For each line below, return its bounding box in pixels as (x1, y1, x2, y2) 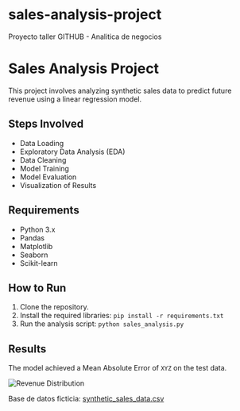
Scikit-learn (19, 258, 58, 267)
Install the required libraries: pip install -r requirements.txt (19, 311, 224, 321)
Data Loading (19, 138, 64, 148)
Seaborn (19, 250, 48, 259)
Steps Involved (8, 117, 84, 131)
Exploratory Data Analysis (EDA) (19, 147, 126, 156)
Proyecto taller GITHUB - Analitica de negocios (8, 32, 162, 41)
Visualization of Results (19, 180, 97, 190)
